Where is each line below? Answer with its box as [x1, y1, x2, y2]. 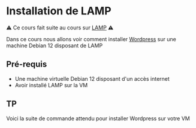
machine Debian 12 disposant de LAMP [6, 42, 103, 49]
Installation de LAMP [6, 4, 112, 18]
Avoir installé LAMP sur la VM [14, 81, 88, 89]
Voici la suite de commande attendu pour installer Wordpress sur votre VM [6, 115, 190, 122]
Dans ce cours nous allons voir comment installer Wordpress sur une [6, 35, 177, 42]
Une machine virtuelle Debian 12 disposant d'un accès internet [14, 75, 170, 82]
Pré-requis [6, 59, 47, 69]
